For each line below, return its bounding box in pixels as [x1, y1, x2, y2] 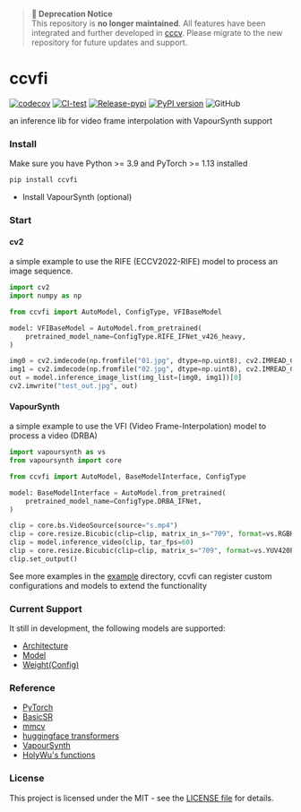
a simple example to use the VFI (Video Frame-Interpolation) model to [9, 421, 267, 432]
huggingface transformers [21, 730, 119, 741]
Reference [9, 682, 56, 695]
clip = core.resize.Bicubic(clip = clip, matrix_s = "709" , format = [9, 547, 254, 556]
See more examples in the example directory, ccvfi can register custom [9, 570, 272, 582]
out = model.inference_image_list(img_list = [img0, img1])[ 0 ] [9, 373, 243, 383]
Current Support [9, 602, 82, 615]
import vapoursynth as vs [9, 448, 106, 457]
